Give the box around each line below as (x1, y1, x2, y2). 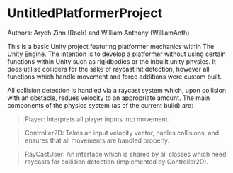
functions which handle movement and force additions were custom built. (7, 72, 222, 81)
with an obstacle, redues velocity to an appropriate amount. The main (7, 94, 210, 102)
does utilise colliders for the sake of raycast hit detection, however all (7, 65, 210, 73)
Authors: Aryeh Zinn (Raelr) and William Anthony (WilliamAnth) (7, 28, 190, 37)
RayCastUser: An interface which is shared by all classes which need (24, 150, 227, 158)
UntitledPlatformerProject (7, 5, 163, 21)
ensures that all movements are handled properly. (24, 136, 170, 145)
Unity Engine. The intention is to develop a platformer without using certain (7, 50, 227, 58)
